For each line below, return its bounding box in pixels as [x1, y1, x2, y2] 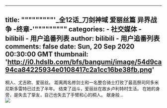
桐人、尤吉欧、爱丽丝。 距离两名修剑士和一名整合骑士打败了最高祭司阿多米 [5, 79, 159, 85]
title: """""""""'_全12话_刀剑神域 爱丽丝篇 [5, 16, 136, 24]
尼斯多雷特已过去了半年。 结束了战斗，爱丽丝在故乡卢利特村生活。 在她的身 [5, 85, 160, 92]
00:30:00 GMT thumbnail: [5, 50, 88, 58]
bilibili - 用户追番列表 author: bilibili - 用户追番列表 [5, 34, 160, 43]
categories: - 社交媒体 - [68, 25, 142, 34]
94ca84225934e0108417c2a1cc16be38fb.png [5, 65, 153, 74]
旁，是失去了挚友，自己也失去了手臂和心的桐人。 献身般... [5, 92, 124, 98]
